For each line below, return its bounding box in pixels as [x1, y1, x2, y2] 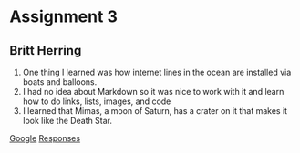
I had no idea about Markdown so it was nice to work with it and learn [22, 87, 284, 97]
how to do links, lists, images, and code [22, 96, 171, 107]
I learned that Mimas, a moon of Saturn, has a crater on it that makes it [22, 106, 288, 116]
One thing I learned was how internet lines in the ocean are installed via [22, 66, 292, 77]
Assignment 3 [9, 6, 119, 27]
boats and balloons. [22, 76, 98, 87]
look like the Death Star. [22, 116, 112, 126]
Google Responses [9, 133, 80, 143]
